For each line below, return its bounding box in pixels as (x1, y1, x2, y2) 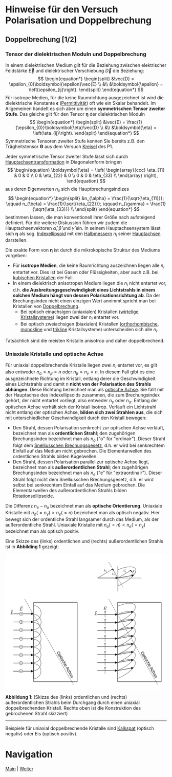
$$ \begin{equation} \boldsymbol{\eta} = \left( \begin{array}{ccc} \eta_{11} (7, 167, 165, 173)
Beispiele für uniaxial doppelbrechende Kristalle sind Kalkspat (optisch (5, 725, 155, 731)
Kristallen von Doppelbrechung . (12, 303, 80, 310)
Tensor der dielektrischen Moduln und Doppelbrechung (5, 50, 147, 58)
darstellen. (5, 237, 28, 243)
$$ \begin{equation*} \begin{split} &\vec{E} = (29, 119, 126, 125)
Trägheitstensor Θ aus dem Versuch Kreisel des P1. (5, 143, 114, 150)
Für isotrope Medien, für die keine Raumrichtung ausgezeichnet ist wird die (5, 94, 164, 101)
